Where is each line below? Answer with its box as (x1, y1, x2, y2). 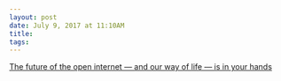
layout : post (9, 12, 58, 22)
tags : (9, 37, 29, 47)
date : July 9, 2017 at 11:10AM (9, 21, 125, 30)
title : (9, 29, 34, 38)
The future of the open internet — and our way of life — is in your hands (9, 62, 273, 72)
